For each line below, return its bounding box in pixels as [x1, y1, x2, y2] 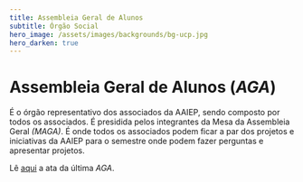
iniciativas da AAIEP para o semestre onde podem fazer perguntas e [9, 136, 264, 147]
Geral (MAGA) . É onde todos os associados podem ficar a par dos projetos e [9, 126, 295, 137]
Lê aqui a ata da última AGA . [9, 163, 115, 174]
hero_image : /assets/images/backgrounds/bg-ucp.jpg [9, 30, 208, 39]
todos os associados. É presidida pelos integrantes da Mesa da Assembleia [9, 116, 290, 127]
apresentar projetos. [9, 145, 85, 156]
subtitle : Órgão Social [9, 22, 99, 31]
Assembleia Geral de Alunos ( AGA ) [9, 77, 277, 97]
